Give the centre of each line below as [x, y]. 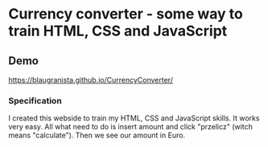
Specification [35, 100]
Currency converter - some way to [126, 14]
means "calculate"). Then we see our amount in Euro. [97, 135]
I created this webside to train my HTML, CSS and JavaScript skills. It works [134, 118]
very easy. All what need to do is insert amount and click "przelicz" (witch [131, 127]
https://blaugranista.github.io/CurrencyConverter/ [91, 80]
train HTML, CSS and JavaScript [118, 31]
